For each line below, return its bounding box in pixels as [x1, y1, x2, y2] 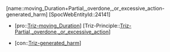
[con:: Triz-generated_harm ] [14, 40, 82, 46]
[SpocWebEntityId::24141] [48, 11, 111, 18]
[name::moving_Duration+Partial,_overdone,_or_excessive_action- [6, 5, 165, 12]
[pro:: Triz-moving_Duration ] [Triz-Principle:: [14, 23, 120, 29]
